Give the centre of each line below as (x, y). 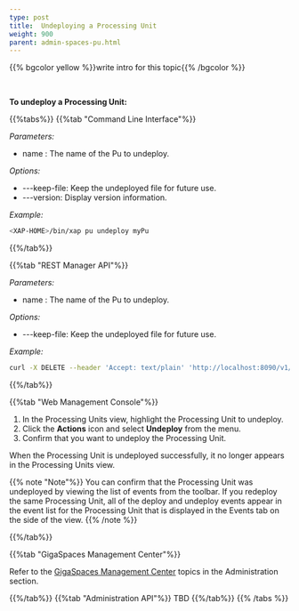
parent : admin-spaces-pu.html (65, 42)
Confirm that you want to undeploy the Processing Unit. (124, 438)
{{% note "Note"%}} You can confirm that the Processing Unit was (131, 482)
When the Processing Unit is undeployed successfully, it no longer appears (147, 455)
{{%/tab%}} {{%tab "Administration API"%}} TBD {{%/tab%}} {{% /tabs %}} (149, 598)
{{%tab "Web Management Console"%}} (84, 402)
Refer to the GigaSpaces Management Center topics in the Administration (144, 571)
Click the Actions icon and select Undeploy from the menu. (132, 429)
